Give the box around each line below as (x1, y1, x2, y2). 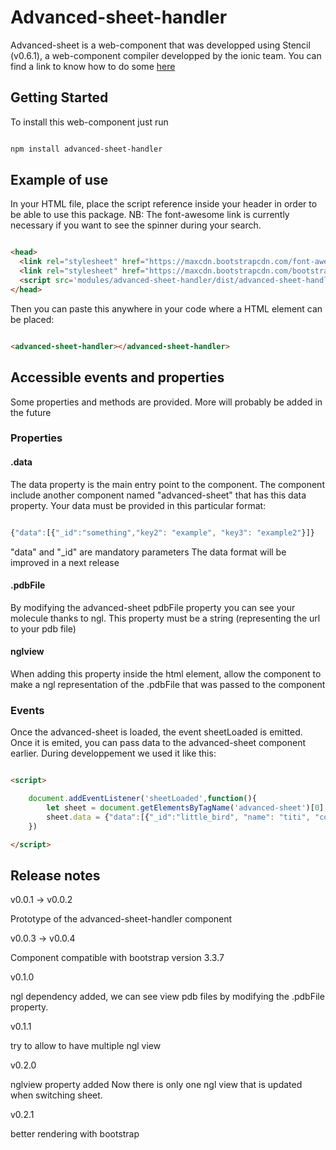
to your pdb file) (10, 622, 77, 635)
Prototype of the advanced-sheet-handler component (10, 913, 233, 925)
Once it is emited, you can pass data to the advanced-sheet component (10, 737, 307, 749)
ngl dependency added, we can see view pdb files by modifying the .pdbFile (10, 991, 325, 1003)
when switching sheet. (10, 1089, 103, 1101)
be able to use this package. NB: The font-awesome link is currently (10, 209, 290, 221)
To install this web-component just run (10, 116, 169, 128)
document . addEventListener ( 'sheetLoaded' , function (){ (28, 794, 257, 804)
